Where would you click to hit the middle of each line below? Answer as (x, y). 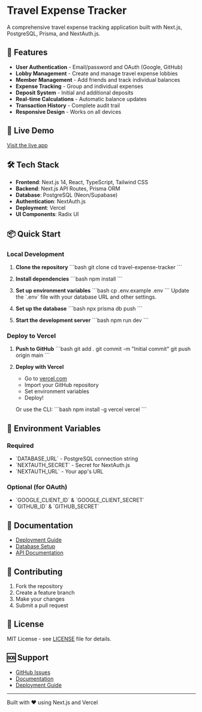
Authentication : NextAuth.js (51, 202)
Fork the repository (39, 586)
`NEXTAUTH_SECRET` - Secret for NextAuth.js (73, 465)
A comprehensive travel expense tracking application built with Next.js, (94, 27)
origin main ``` (33, 355)
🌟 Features (27, 53)
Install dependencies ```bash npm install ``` (69, 279)
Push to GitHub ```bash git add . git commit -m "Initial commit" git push (103, 349)
